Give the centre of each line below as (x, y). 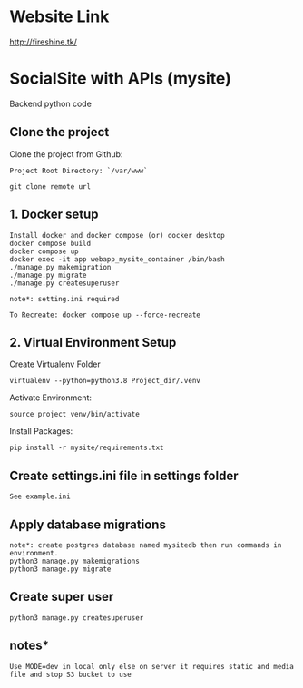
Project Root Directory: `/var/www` (78, 171)
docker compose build (50, 243)
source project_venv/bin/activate (75, 415)
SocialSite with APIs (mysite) (120, 79)
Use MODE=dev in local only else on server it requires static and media (152, 666)
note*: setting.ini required (64, 299)
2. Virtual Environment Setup (93, 342)
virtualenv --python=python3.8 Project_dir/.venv (105, 381)
